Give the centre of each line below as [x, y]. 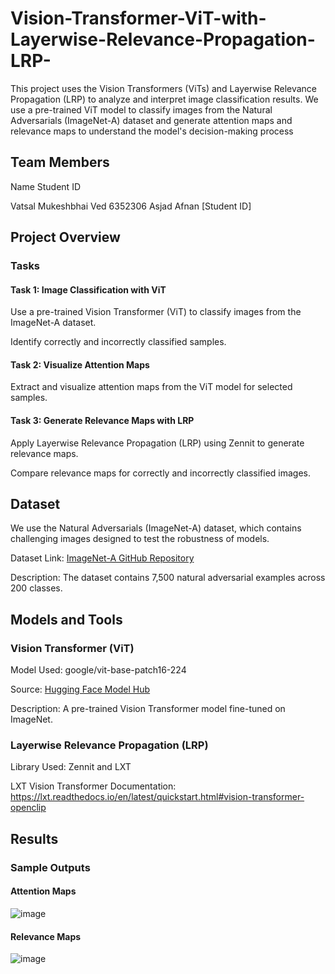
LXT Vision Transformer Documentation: [93, 786]
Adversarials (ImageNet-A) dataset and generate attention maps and [151, 120]
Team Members [60, 162]
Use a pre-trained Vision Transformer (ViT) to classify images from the [156, 312]
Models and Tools [66, 619]
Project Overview [65, 237]
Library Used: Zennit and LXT [71, 767]
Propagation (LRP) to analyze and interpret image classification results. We [164, 99]
